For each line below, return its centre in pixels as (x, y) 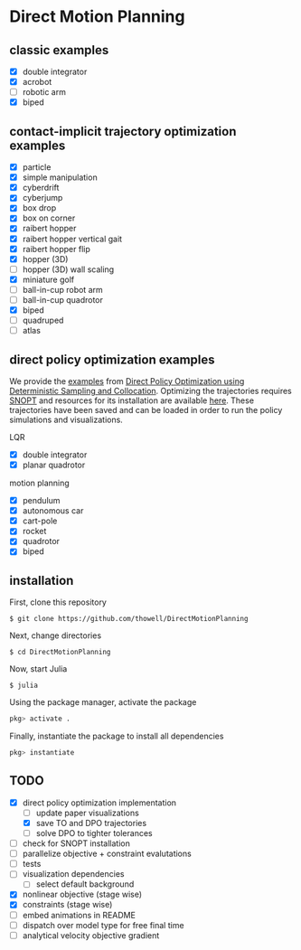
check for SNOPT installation (76, 843)
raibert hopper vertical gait (72, 239)
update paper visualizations (88, 813)
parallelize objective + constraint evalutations (107, 854)
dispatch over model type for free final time (103, 925)
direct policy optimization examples (112, 359)
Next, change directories (56, 635)
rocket (34, 531)
